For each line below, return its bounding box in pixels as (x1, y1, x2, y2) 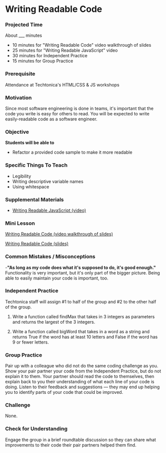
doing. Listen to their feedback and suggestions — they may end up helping (5, 384, 160, 390)
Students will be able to (5, 140, 55, 146)
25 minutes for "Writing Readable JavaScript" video (12, 47, 118, 53)
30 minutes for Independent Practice (12, 53, 88, 59)
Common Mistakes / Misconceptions (5, 253, 96, 260)
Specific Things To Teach (5, 162, 68, 169)
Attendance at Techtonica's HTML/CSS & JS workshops (5, 82, 120, 88)
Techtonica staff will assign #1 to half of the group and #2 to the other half (5, 298, 157, 304)
